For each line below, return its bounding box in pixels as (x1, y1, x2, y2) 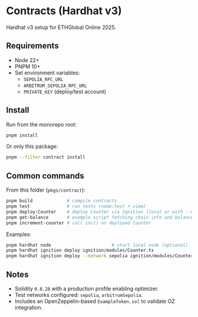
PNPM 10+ (14, 63, 41, 70)
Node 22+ (14, 56, 39, 63)
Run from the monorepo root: (6, 121, 77, 128)
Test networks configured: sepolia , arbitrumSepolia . (14, 291, 143, 298)
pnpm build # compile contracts (6, 198, 117, 204)
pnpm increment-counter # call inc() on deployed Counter (6, 220, 151, 226)
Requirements (6, 41, 59, 51)
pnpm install (6, 132, 38, 138)
